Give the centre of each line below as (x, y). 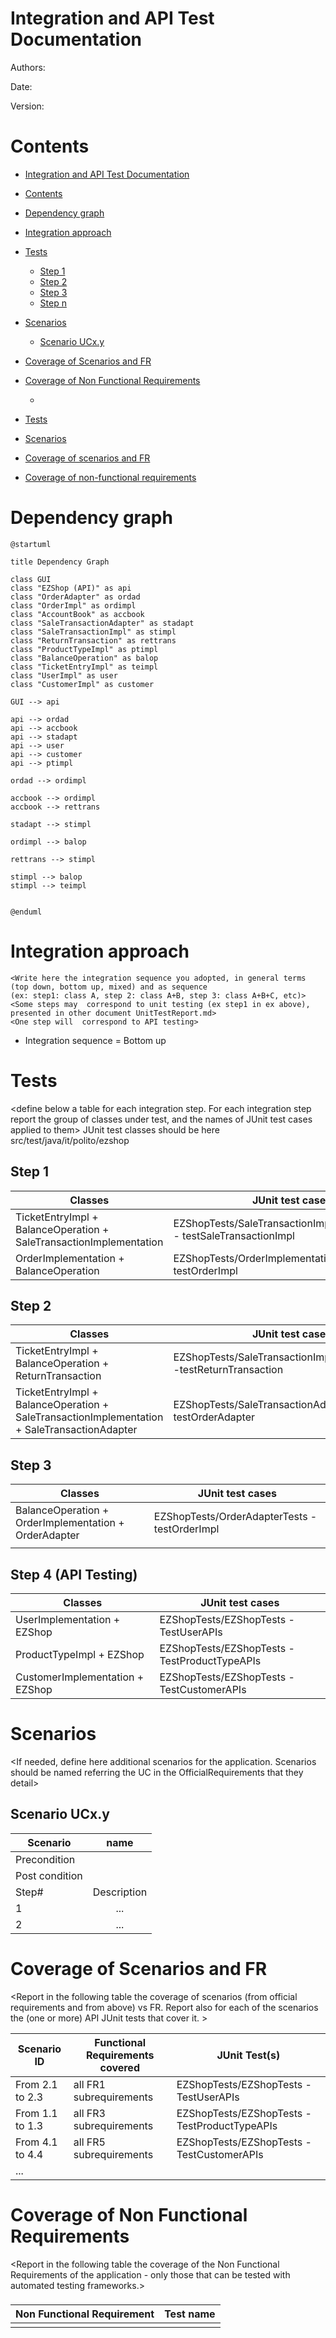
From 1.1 (36, 2113)
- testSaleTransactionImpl (234, 1235)
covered (119, 2067)
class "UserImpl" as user (64, 675)
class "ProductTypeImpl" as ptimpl (84, 649)
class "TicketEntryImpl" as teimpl (84, 667)
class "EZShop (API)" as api (71, 588)
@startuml (31, 544)
